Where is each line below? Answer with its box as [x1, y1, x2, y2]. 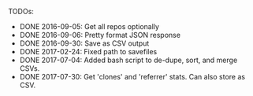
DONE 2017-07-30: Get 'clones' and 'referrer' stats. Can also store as [19, 72, 246, 81]
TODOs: [8, 7, 34, 16]
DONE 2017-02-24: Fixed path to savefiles [19, 47, 158, 56]
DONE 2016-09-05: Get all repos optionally [19, 22, 160, 31]
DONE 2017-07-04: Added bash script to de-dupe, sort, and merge [19, 55, 238, 65]
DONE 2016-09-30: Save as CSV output [19, 39, 150, 48]
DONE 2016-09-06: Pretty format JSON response [19, 31, 181, 39]
